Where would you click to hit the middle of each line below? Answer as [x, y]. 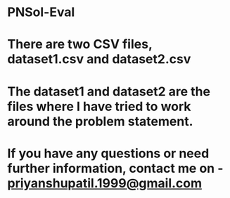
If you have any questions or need [108, 153]
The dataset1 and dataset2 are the [109, 91]
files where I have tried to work [99, 106]
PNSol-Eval [41, 12]
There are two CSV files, [80, 45]
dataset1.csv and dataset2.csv [99, 59]
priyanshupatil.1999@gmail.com [105, 183]
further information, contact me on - [115, 168]
